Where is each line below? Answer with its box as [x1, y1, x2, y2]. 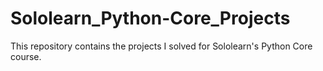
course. [10, 50, 42, 62]
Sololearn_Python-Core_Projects [10, 7, 291, 30]
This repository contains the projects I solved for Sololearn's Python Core [10, 40, 313, 52]
